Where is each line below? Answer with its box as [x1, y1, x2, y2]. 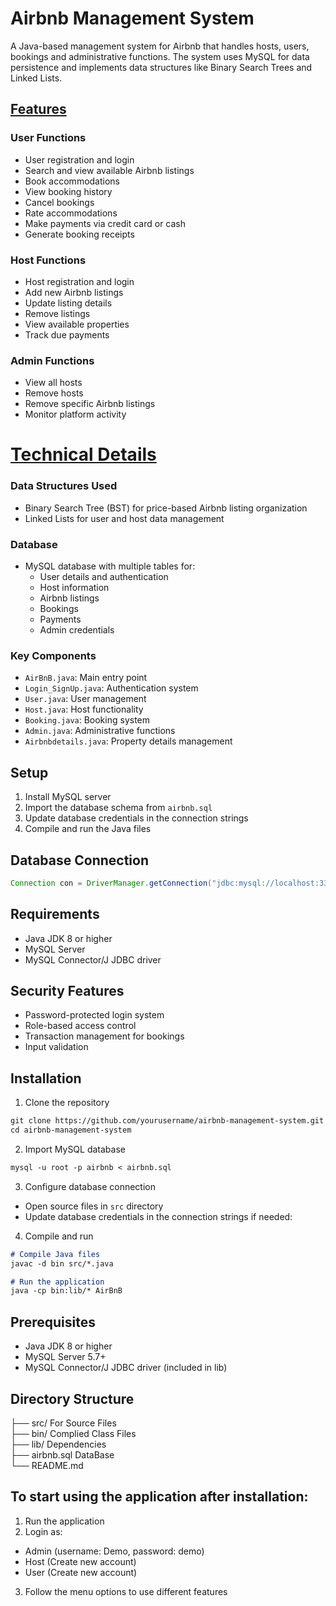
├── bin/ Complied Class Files [10, 1427, 137, 1439]
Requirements [10, 906, 100, 923]
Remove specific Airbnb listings [24, 398, 156, 410]
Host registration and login [24, 275, 135, 287]
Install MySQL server [24, 791, 112, 803]
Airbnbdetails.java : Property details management [24, 735, 233, 747]
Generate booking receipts [24, 228, 135, 240]
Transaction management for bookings [24, 1030, 185, 1042]
